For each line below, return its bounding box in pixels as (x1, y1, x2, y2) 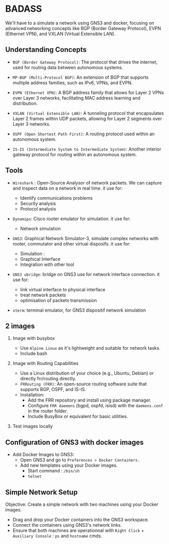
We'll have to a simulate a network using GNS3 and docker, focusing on (5, 20, 154, 26)
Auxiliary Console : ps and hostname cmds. (12, 533, 102, 539)
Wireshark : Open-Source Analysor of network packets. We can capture (12, 179, 162, 186)
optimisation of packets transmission (20, 297, 97, 303)
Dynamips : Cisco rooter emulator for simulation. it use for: (12, 216, 131, 222)
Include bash (20, 350, 48, 356)
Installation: (20, 392, 45, 398)
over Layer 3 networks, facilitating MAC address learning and (12, 95, 141, 101)
